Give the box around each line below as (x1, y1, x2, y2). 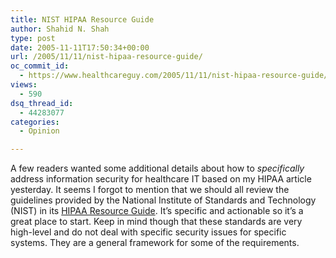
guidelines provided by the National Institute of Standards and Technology (10, 194, 317, 206)
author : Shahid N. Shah (10, 24, 110, 34)
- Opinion (19, 126, 60, 136)
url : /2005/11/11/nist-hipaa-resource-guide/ (10, 52, 203, 62)
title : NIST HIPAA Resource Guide (10, 14, 155, 25)
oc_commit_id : (10, 61, 70, 71)
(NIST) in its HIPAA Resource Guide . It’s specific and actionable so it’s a (10, 205, 304, 217)
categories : (10, 117, 60, 127)
